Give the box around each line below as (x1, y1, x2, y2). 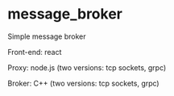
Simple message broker (7, 31, 86, 41)
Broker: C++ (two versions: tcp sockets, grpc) (7, 78, 159, 88)
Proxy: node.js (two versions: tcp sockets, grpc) (7, 62, 167, 73)
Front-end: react (7, 47, 62, 56)
